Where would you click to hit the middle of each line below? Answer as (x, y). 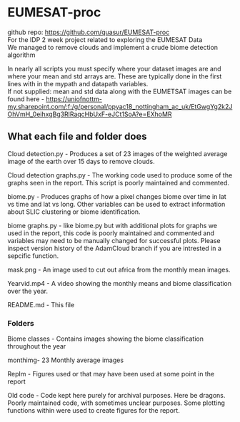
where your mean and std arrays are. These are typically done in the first (115, 76)
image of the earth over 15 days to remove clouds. (81, 161)
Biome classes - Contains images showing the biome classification (105, 339)
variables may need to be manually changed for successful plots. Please (114, 240)
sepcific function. (33, 256)
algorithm (21, 55)
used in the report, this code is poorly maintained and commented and (111, 233)
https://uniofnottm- (74, 99)
